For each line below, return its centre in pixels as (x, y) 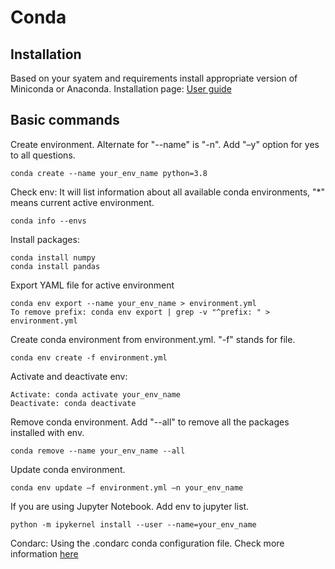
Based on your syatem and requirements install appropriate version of (154, 78)
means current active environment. (82, 202)
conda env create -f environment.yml (89, 357)
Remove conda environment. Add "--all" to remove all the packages (150, 422)
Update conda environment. (68, 469)
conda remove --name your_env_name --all (98, 451)
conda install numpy (53, 257)
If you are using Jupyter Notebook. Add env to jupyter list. (130, 506)
